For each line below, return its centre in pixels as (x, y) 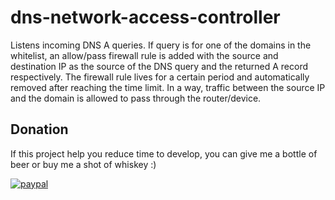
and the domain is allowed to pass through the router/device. (136, 98)
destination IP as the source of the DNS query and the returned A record (159, 66)
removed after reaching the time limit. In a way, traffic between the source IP (168, 87)
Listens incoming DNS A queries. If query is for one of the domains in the (161, 45)
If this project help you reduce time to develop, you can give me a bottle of (164, 153)
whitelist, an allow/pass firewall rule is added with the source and (144, 55)
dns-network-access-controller (145, 17)
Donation (39, 129)
